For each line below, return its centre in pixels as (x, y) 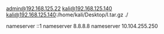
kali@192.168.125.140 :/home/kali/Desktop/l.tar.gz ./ (67, 15)
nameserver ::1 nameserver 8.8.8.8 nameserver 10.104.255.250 (82, 26)
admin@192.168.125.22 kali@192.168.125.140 (59, 8)
